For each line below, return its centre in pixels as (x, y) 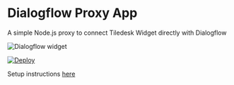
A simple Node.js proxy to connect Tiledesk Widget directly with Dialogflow (117, 33)
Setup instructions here (41, 74)
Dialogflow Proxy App (72, 13)
